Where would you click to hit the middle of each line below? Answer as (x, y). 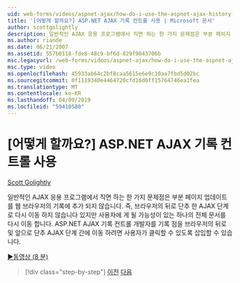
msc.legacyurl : (30, 61)
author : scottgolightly (43, 27)
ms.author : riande (35, 41)
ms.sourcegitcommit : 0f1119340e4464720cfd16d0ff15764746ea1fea (104, 80)
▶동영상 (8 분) (28, 257)
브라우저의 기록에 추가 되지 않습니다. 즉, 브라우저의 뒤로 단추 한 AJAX (119, 206)
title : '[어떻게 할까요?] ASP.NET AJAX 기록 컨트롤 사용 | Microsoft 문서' (111, 21)
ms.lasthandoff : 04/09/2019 (49, 101)
